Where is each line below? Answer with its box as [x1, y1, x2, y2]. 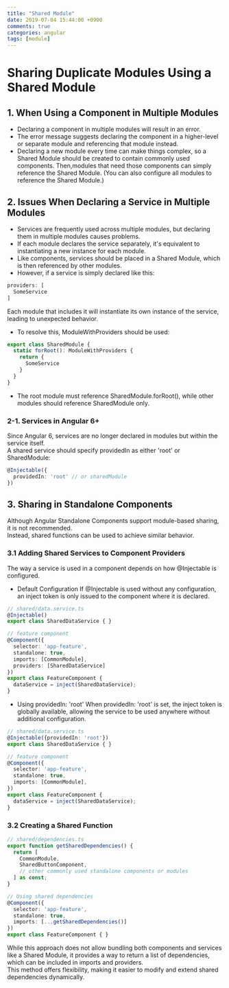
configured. [7, 571, 40, 580]
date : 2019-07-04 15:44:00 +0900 [7, 16, 103, 23]
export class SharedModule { [7, 341, 91, 348]
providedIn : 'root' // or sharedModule [13, 473, 128, 480]
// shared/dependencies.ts [7, 836, 84, 843]
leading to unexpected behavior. [7, 314, 98, 322]
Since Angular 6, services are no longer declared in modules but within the [7, 432, 218, 440]
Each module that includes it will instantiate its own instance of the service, [7, 307, 219, 316]
